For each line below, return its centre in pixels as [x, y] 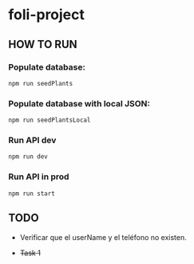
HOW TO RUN [43, 44]
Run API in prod [39, 177]
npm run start [32, 194]
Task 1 [30, 253]
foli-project [47, 15]
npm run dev [28, 157]
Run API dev [32, 140]
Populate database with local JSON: [79, 103]
